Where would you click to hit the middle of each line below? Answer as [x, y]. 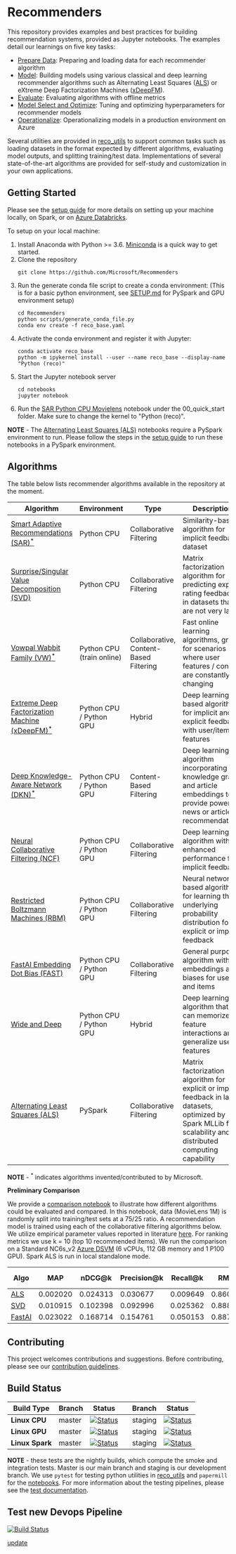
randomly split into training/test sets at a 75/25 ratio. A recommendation [111, 1219]
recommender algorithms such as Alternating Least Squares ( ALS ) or [117, 82]
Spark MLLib [203, 1123]
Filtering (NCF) [35, 858]
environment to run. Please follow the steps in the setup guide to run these [115, 437]
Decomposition [36, 588]
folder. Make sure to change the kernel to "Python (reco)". [101, 416]
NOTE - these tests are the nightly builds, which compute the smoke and [112, 1460]
